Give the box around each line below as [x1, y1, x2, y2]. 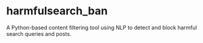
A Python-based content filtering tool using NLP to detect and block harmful [6, 24, 198, 31]
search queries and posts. [6, 30, 72, 37]
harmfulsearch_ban [6, 4, 108, 18]
